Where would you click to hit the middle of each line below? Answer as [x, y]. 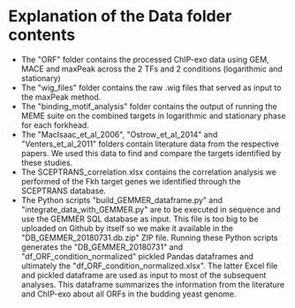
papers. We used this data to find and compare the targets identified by [151, 153]
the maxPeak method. [61, 97]
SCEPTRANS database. [64, 191]
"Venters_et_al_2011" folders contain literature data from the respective [150, 144]
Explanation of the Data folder [120, 16]
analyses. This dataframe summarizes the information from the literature [152, 284]
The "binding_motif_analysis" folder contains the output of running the [149, 106]
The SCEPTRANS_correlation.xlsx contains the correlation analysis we [149, 172]
